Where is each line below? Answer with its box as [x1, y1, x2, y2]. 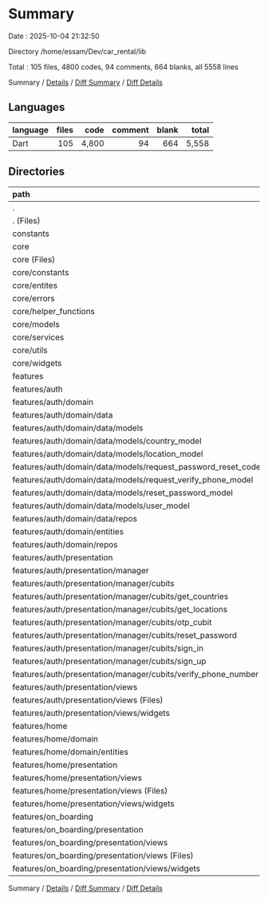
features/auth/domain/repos [12, 539, 118, 550]
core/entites [12, 280, 58, 291]
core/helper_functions [12, 305, 96, 317]
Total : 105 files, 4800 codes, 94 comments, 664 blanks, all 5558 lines [8, 61, 239, 72]
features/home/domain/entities [12, 746, 129, 757]
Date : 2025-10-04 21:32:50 [8, 31, 100, 41]
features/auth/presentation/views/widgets [12, 707, 170, 718]
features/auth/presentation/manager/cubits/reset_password [12, 629, 238, 640]
